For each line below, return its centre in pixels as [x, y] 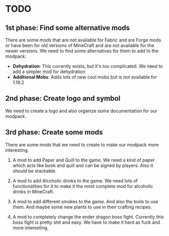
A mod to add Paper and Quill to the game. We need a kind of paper [84, 160]
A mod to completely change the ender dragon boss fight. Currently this [88, 217]
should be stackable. [35, 171]
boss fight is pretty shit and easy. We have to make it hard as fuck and [86, 222]
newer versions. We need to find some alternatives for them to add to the [82, 51]
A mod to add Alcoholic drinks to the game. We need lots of [75, 181]
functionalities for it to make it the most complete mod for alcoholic [83, 186]
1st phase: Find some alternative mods [68, 28]
